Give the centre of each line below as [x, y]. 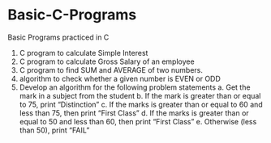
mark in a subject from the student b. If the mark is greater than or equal [140, 95]
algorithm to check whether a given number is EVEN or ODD [120, 78]
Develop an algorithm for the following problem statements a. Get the [135, 87]
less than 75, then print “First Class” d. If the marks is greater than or [134, 113]
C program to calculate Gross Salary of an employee [107, 61]
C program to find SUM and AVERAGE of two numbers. [111, 69]
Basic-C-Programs [72, 15]
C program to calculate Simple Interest [84, 53]
